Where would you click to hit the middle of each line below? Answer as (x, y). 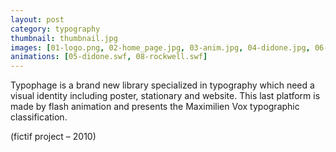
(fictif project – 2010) (53, 137)
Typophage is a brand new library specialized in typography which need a (162, 85)
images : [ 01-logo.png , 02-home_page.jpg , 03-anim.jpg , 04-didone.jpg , (160, 47)
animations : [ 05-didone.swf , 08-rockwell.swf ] (109, 57)
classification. (39, 117)
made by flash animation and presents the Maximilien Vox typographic (155, 107)
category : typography (55, 29)
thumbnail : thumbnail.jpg (64, 38)
